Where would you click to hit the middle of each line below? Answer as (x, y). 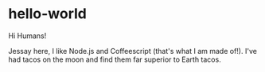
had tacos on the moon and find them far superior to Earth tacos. (115, 59)
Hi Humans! (27, 36)
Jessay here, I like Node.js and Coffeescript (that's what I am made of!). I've (132, 51)
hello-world (48, 14)
